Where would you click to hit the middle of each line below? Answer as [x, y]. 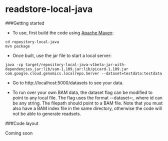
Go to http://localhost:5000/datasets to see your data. [68, 82]
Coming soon [19, 133]
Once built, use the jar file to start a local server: [62, 55]
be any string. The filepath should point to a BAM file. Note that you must [87, 103]
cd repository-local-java [32, 42]
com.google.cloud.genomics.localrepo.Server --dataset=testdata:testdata [84, 73]
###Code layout [22, 123]
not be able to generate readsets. [47, 113]
